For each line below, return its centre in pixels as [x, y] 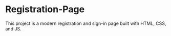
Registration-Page [45, 9]
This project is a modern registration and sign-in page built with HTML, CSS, [86, 23]
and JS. [13, 28]
